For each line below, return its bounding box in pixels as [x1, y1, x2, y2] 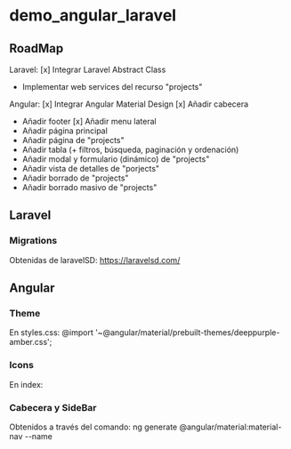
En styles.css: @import [9, 327, 93, 338]
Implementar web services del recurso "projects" [21, 82, 203, 92]
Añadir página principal [21, 125, 109, 136]
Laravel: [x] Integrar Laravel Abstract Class [9, 64, 166, 75]
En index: [9, 379, 44, 389]
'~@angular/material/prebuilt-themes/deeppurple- [94, 327, 280, 338]
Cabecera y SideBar [9, 401, 97, 413]
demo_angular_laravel [9, 5, 176, 26]
